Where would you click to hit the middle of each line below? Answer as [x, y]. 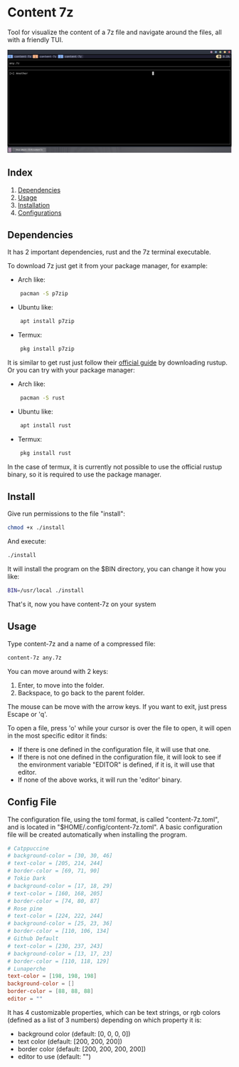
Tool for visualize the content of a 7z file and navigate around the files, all [115, 32]
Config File [32, 802]
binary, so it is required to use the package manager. [85, 474]
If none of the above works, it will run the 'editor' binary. [100, 780]
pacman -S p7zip [44, 294]
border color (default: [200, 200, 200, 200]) [82, 1048]
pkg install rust [46, 453]
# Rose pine [25, 909]
